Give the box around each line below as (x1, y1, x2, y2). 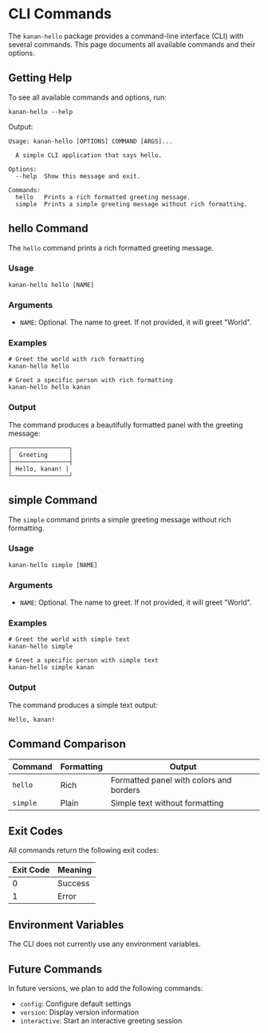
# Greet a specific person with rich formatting (8, 377, 173, 384)
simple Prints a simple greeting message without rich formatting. (15, 200, 248, 208)
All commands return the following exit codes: (8, 846, 160, 855)
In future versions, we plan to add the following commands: (8, 984, 203, 993)
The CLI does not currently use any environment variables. (8, 939, 201, 949)
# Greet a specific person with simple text (8, 656, 159, 664)
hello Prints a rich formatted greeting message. (15, 193, 191, 201)
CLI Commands (8, 5, 112, 23)
